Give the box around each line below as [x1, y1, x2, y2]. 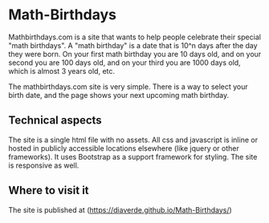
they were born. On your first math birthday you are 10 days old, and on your [8, 49, 262, 59]
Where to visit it [8, 184, 90, 197]
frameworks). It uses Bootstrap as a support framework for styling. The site [8, 152, 258, 161]
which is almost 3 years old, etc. [8, 66, 115, 75]
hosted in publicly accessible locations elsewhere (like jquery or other [8, 143, 239, 153]
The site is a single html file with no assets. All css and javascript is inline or [8, 135, 259, 144]
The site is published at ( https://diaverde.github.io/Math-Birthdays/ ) [8, 205, 233, 214]
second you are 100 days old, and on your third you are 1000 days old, [8, 58, 241, 67]
